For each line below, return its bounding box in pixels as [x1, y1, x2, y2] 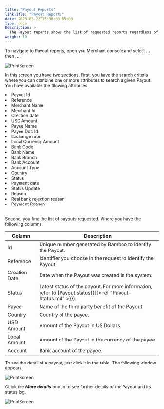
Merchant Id [11, 107, 36, 113]
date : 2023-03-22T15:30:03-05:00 [5, 16, 73, 21]
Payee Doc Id [11, 128, 38, 134]
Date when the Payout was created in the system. [39, 272, 153, 279]
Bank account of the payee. [39, 347, 102, 354]
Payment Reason [11, 201, 45, 207]
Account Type [11, 164, 40, 170]
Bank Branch [11, 154, 37, 160]
